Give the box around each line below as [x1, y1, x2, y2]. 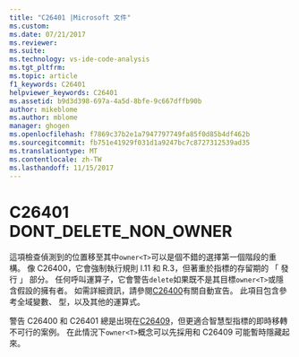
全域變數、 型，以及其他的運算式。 [16, 297, 145, 308]
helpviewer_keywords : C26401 [9, 88, 118, 97]
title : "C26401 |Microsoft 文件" [9, 13, 132, 22]
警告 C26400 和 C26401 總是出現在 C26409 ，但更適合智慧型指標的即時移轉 [9, 316, 288, 327]
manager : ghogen [9, 122, 70, 131]
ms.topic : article [9, 72, 78, 81]
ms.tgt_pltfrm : [9, 64, 66, 73]
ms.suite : [9, 47, 47, 56]
